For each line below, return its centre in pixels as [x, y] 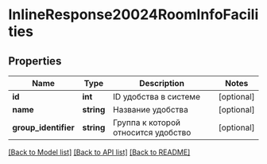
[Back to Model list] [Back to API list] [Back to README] [99, 152]
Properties [35, 61]
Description [162, 83]
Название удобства [150, 109]
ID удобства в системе [157, 97]
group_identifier [43, 127]
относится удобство [152, 133]
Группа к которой [147, 123]
